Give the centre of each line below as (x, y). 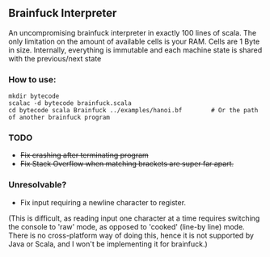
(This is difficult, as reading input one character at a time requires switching (134, 218)
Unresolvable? (38, 185)
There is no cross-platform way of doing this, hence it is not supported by (131, 235)
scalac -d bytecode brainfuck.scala (70, 103)
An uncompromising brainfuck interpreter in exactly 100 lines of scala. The (133, 32)
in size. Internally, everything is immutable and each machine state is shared (135, 50)
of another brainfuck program (59, 118)
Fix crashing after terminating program (84, 155)
